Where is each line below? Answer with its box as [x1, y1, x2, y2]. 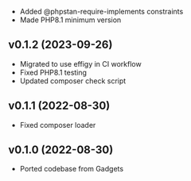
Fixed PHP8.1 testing [19, 67, 88, 77]
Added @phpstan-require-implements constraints [19, 7, 184, 16]
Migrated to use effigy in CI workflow [19, 59, 142, 68]
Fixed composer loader [19, 120, 96, 129]
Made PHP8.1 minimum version [19, 15, 122, 25]
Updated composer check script [19, 75, 127, 86]
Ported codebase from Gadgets [19, 164, 124, 174]
